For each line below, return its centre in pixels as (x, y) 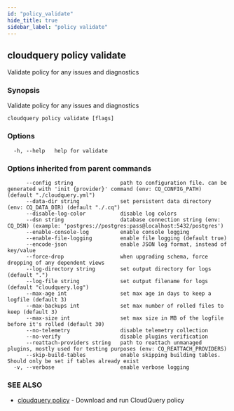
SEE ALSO (25, 385)
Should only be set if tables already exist (73, 361)
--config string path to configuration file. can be (126, 183)
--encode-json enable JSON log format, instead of (126, 244)
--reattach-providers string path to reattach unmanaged (113, 343)
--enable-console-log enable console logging (108, 233)
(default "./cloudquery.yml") (51, 195)
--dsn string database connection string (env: (123, 220)
